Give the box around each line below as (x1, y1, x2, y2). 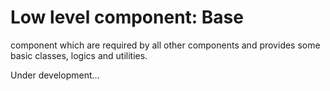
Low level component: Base (10, 6, 244, 29)
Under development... (10, 69, 100, 81)
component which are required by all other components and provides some (10, 39, 321, 51)
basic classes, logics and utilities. (10, 49, 148, 61)
